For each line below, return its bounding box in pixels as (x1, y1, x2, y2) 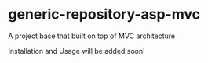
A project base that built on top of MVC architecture (8, 31, 176, 40)
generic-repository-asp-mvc (8, 5, 201, 23)
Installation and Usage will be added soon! (8, 46, 145, 55)
